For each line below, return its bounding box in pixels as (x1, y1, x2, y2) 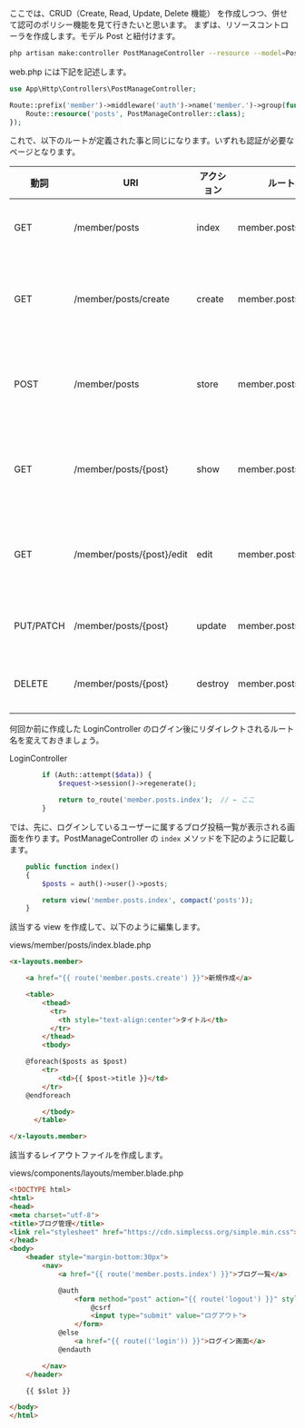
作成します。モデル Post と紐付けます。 (33, 31, 181, 41)
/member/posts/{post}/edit (74, 548, 188, 561)
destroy (196, 677, 230, 690)
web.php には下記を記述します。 (9, 66, 132, 77)
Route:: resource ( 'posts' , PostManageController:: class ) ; (25, 109, 246, 118)
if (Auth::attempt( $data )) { (42, 771, 152, 780)
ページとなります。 (9, 146, 80, 157)
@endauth (57, 1344, 92, 1354)
